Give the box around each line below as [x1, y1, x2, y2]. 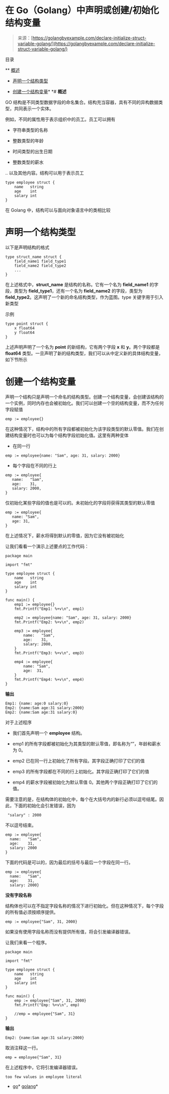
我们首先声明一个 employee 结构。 [12, 730, 85, 736]
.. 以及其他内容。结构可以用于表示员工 [5, 170, 84, 176]
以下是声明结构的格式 [5, 244, 49, 250]
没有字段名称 [5, 892, 32, 898]
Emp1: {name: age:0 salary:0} [5, 701, 69, 706]
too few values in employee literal [5, 1074, 82, 1079]
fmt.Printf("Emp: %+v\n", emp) [14, 1002, 80, 1007]
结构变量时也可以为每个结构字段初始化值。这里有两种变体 [9, 432, 129, 438]
